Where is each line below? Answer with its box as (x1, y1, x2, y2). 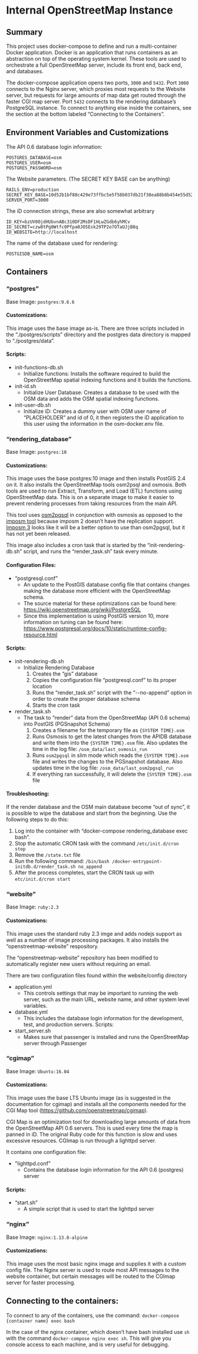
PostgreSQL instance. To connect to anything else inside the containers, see (6, 104, 192, 111)
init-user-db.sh (14, 401, 51, 408)
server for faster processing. (6, 1278, 75, 1286)
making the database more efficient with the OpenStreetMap (23, 587, 171, 594)
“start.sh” (14, 1199, 38, 1207)
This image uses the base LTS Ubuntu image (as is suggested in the (6, 1094, 171, 1101)
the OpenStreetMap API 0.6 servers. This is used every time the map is (6, 1124, 179, 1132)
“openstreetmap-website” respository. (6, 942, 99, 950)
